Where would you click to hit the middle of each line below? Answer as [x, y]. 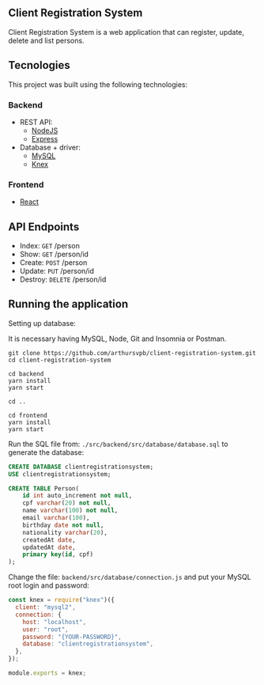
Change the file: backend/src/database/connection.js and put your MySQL [130, 577]
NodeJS [45, 131]
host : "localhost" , [55, 622]
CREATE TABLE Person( [44, 488]
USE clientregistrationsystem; [60, 474]
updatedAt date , [49, 547]
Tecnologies [39, 65]
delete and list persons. [46, 40]
